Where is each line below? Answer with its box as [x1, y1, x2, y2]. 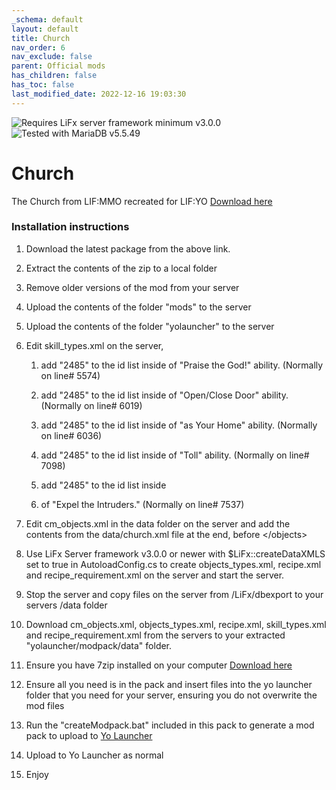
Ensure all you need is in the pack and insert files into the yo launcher [25, 678, 313, 690]
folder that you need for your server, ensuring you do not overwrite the [25, 689, 318, 701]
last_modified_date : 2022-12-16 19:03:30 [11, 89, 187, 99]
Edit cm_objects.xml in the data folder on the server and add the [25, 517, 291, 530]
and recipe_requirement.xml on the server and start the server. [25, 569, 285, 581]
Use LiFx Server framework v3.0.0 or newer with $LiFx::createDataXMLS [25, 547, 326, 560]
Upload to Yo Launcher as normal [25, 749, 164, 761]
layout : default [11, 24, 79, 34]
